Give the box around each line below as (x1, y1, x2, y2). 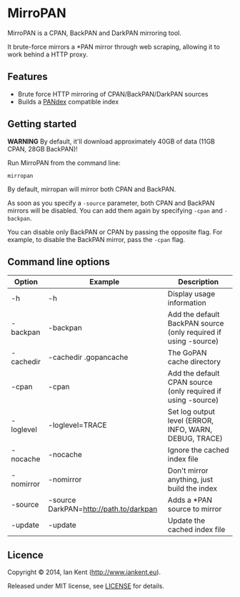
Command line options (7, 256, 111, 268)
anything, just (167, 475, 213, 485)
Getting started (7, 118, 77, 130)
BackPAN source (167, 318, 224, 328)
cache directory (167, 357, 221, 367)
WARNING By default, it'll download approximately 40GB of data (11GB (7, 137, 216, 146)
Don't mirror (167, 466, 209, 476)
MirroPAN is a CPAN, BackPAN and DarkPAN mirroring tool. (7, 29, 182, 37)
